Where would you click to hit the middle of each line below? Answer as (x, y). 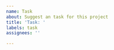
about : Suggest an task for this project (57, 17)
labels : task (22, 28)
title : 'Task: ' (26, 22)
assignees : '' (23, 33)
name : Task (19, 11)
